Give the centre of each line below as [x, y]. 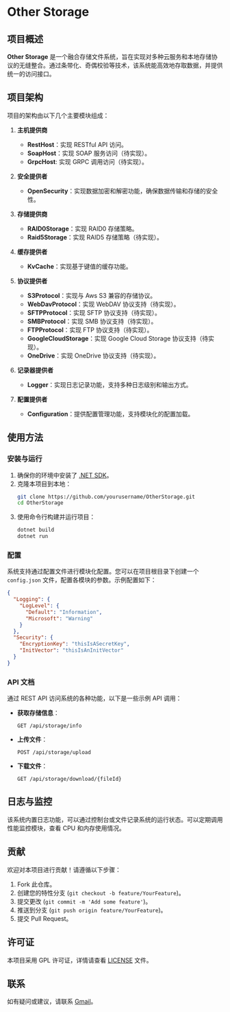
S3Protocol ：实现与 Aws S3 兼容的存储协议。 [92, 295]
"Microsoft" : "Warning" [59, 618]
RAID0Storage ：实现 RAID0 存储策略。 [82, 228]
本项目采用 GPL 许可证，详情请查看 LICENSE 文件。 [80, 960]
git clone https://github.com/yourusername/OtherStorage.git [106, 497]
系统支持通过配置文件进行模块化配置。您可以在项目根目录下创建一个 [103, 572]
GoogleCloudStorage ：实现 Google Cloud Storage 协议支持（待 [118, 338]
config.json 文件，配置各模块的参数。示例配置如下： [82, 580]
